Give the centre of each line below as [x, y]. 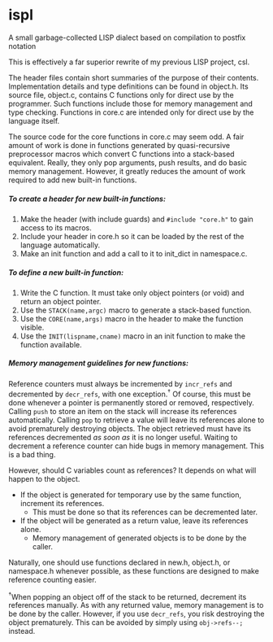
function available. [51, 344]
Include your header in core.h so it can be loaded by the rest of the [132, 236]
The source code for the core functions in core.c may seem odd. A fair [126, 137]
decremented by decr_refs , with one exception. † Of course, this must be [130, 393]
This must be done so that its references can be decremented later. [145, 512]
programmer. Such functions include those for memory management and [131, 103]
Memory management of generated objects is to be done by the [139, 538]
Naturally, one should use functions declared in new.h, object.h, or [119, 562]
